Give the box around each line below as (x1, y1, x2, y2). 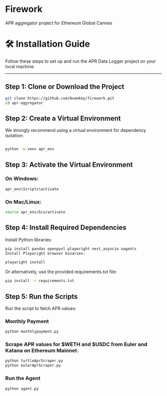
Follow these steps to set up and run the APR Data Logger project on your (5, 58, 156, 64)
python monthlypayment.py (5, 329, 59, 334)
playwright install (5, 260, 46, 265)
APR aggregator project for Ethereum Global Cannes (5, 20, 113, 26)
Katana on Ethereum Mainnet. (5, 347, 79, 354)
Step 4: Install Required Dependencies (5, 223, 127, 232)
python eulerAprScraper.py (5, 363, 61, 368)
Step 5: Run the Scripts (5, 292, 78, 300)
